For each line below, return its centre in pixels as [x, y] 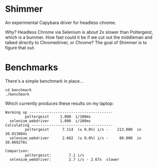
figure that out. [20, 48]
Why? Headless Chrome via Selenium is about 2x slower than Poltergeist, [79, 32]
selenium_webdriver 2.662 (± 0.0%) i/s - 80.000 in [75, 138]
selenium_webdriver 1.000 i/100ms [50, 121]
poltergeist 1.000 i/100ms [58, 117]
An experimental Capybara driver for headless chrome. [61, 23]
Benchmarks [32, 68]
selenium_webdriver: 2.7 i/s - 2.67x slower [65, 159]
